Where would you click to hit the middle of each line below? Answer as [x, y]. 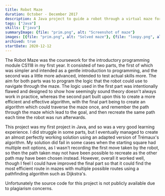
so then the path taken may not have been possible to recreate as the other [81, 153]
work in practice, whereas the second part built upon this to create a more [80, 97]
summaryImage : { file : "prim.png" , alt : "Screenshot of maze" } [70, 32]
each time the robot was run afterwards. [46, 117]
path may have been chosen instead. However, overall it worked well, [75, 158]
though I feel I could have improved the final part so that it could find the [78, 163]
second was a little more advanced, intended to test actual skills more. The [81, 75]
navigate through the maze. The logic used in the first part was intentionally [82, 86]
